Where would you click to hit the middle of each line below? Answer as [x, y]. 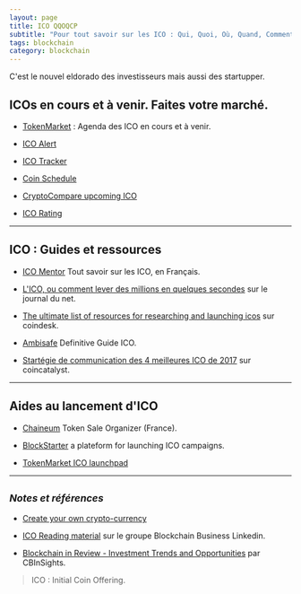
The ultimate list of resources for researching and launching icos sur [148, 316]
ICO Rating [42, 213]
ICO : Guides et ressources [86, 250]
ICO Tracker [44, 161]
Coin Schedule [49, 178]
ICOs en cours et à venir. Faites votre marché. [139, 105]
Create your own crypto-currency [85, 519]
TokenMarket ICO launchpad [75, 462]
